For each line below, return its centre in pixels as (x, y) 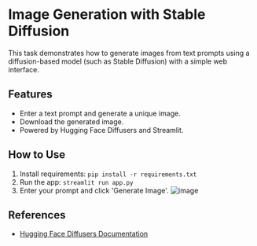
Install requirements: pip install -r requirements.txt (108, 174)
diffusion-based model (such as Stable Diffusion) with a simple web (118, 61)
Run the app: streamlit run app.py (76, 182)
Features (30, 95)
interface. (24, 69)
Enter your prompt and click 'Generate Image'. (94, 190)
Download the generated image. (72, 121)
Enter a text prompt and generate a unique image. (100, 113)
